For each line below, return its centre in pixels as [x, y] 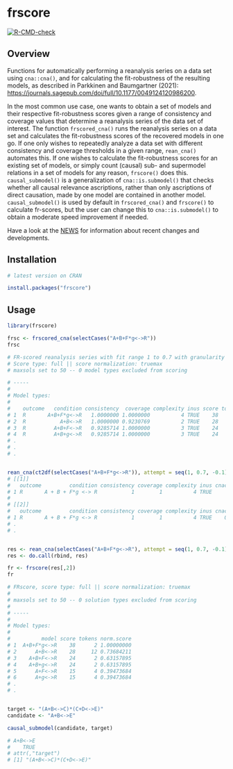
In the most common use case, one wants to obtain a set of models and [109, 106]
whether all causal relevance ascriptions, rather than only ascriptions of [110, 187]
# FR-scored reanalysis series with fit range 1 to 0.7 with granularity [116, 357]
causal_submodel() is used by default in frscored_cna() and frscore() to [111, 202]
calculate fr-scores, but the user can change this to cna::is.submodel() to [113, 209]
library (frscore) [32, 326]
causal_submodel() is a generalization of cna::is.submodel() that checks [111, 180]
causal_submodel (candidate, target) [60, 728]
